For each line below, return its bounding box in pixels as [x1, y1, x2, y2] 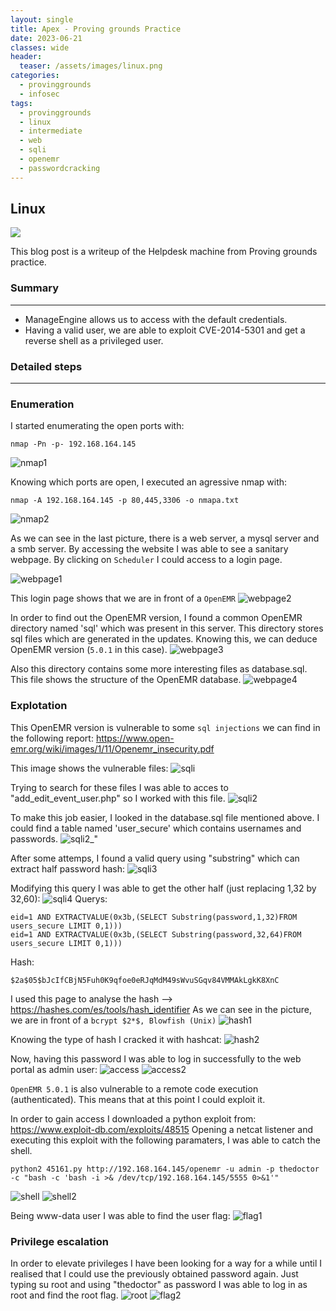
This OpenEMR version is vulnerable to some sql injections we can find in [10, 721, 321, 733]
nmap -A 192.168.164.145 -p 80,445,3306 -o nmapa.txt [10, 496, 240, 506]
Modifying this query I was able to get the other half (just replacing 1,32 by [10, 882, 317, 894]
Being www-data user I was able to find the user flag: [10, 1209, 231, 1221]
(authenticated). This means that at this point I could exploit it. [10, 1093, 266, 1105]
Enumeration [10, 397, 75, 411]
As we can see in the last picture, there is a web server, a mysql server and [10, 532, 320, 545]
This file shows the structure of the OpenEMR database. [10, 674, 242, 686]
